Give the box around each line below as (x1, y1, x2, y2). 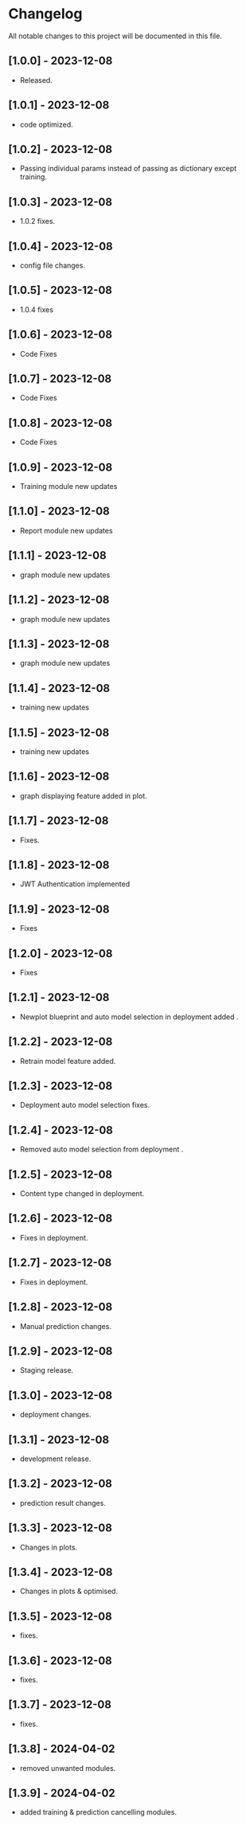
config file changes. (19, 260, 86, 270)
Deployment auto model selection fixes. (19, 1100, 150, 1110)
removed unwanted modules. (19, 1763, 116, 1772)
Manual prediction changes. (19, 1321, 111, 1331)
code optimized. (19, 119, 73, 129)
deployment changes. (19, 1410, 92, 1420)
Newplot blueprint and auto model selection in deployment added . (19, 1012, 239, 1022)
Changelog (8, 5, 83, 23)
